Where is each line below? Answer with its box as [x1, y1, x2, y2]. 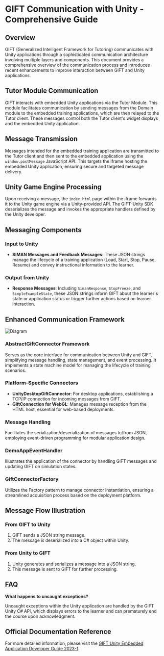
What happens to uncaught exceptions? [5, 593, 89, 599]
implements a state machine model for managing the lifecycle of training [5, 362, 151, 368]
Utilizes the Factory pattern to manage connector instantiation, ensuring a [5, 487, 154, 493]
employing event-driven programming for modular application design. [5, 435, 146, 441]
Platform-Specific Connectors [5, 379, 78, 386]
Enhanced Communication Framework [5, 315, 125, 323]
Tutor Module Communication [5, 87, 99, 95]
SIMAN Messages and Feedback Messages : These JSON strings [12, 252, 145, 258]
